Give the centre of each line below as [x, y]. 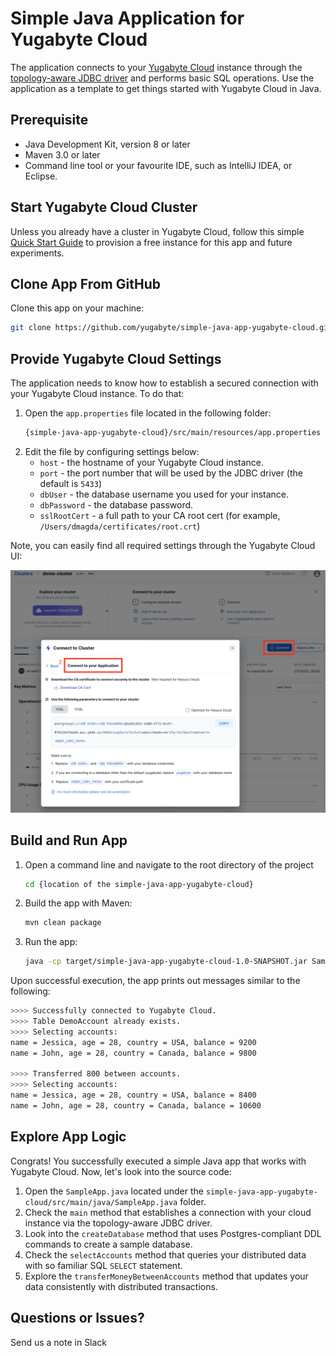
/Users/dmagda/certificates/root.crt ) [120, 526]
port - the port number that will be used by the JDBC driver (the [171, 473]
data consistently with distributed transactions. [121, 1286]
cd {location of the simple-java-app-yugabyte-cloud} [139, 884]
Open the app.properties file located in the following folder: [148, 413]
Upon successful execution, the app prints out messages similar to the [155, 981]
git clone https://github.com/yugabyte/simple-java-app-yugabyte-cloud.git [171, 328]
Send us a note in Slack [59, 1342]
